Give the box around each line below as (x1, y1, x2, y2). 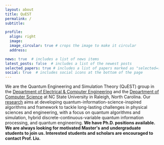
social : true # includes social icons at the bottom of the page (5, 70, 143, 75)
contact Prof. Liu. (5, 135, 41, 142)
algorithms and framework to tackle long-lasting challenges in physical (5, 104, 147, 110)
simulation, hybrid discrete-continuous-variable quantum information (5, 115, 144, 121)
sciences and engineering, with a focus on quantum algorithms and (5, 109, 141, 115)
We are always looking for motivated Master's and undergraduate (5, 125, 141, 131)
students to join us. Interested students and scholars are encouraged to (5, 130, 154, 136)
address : (9, 47, 27, 53)
